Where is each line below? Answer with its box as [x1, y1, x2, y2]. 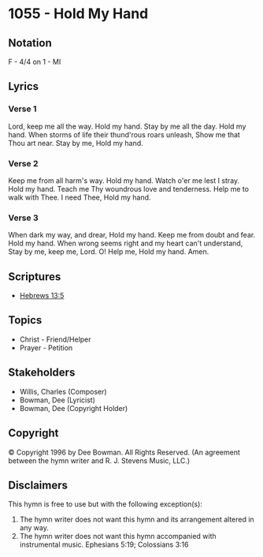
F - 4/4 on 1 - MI [8, 57, 61, 66]
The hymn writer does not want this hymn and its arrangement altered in [19, 514, 254, 525]
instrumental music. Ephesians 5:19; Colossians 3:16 [19, 540, 189, 549]
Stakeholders [8, 366, 76, 379]
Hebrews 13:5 [19, 291, 65, 301]
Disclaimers [8, 478, 69, 492]
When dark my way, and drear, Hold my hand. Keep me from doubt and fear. [8, 230, 256, 240]
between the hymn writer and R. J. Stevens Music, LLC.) [8, 455, 191, 465]
